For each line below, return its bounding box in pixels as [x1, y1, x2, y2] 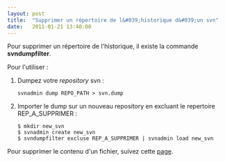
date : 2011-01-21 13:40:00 [7, 23, 92, 30]
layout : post [7, 10, 45, 17]
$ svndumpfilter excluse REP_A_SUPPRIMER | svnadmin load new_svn [17, 135, 214, 143]
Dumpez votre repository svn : [17, 76, 104, 85]
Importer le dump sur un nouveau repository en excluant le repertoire [17, 102, 215, 111]
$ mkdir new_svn [17, 123, 65, 130]
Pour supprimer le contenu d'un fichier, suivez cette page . [7, 147, 174, 156]
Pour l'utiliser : [7, 63, 49, 72]
